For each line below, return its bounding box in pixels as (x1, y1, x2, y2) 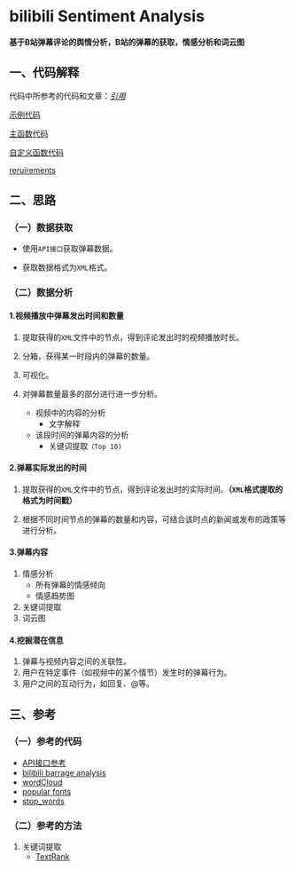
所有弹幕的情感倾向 (35, 579, 106, 589)
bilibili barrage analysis (21, 767, 106, 778)
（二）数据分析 (9, 287, 74, 299)
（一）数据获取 (9, 222, 74, 234)
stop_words (21, 795, 65, 806)
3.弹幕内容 (9, 547, 49, 558)
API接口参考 (21, 757, 66, 768)
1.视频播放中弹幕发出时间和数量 (9, 310, 124, 320)
